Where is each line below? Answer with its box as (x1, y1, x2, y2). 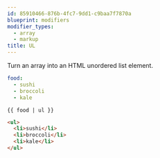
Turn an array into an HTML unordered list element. (7, 62, 154, 69)
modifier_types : (7, 23, 54, 30)
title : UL (7, 42, 36, 49)
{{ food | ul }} (7, 107, 54, 114)
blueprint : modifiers (7, 17, 70, 24)
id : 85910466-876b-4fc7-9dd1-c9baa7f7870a (7, 10, 132, 17)
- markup (13, 36, 39, 43)
